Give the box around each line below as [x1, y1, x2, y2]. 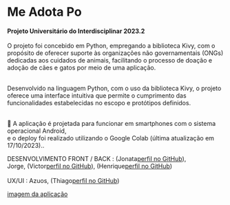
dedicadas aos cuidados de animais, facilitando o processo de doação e [7, 56, 212, 64]
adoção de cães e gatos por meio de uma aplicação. [7, 63, 156, 72]
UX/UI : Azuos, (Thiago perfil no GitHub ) [7, 176, 120, 184]
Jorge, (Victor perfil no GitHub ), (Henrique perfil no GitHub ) [7, 162, 173, 170]
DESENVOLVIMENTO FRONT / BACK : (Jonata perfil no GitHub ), [7, 154, 187, 162]
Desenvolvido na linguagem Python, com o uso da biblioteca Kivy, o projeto [7, 84, 222, 92]
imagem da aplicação [7, 190, 68, 198]
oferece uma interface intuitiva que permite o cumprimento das [7, 91, 187, 100]
